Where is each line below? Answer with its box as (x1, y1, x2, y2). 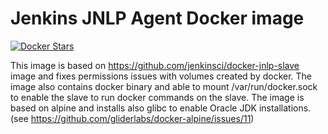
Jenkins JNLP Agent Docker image (10, 7, 305, 30)
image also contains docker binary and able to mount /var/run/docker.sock (10, 80, 318, 92)
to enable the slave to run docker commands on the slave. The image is (10, 91, 305, 103)
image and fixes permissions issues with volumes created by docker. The (10, 70, 313, 82)
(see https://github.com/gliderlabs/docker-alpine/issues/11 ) (10, 112, 255, 124)
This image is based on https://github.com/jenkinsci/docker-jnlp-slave (10, 59, 300, 71)
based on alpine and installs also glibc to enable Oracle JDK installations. (10, 102, 312, 114)
